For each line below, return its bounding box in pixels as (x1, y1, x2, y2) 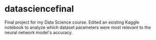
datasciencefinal (4, 3, 74, 14)
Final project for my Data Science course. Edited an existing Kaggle (4, 19, 139, 25)
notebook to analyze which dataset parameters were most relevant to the (4, 24, 151, 30)
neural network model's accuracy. (4, 29, 73, 35)
